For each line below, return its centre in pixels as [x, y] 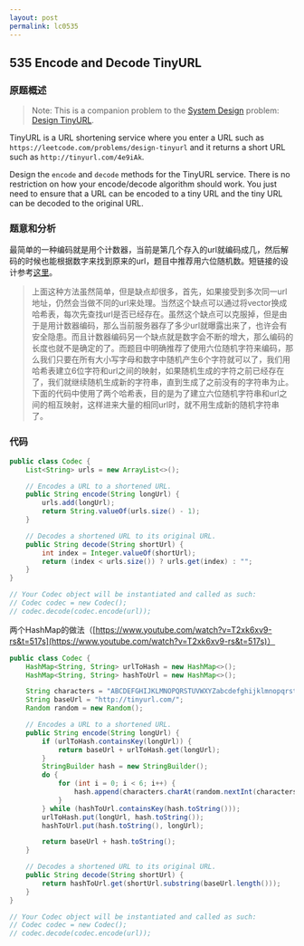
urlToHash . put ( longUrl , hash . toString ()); [123, 817]
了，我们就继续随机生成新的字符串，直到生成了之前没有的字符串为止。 [162, 382]
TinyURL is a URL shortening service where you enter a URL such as [137, 138]
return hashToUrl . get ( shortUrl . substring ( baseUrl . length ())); [161, 884]
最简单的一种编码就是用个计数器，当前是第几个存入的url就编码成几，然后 [145, 250]
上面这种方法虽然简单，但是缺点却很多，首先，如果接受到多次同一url [159, 291]
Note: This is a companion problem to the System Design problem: [155, 110]
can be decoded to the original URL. [76, 204]
